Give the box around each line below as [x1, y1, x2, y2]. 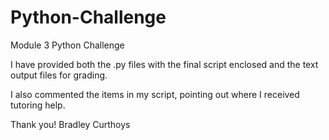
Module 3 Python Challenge [10, 39, 125, 51]
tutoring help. [10, 99, 66, 111]
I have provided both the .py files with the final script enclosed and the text [10, 58, 319, 70]
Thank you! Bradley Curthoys [10, 118, 131, 130]
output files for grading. [10, 69, 108, 81]
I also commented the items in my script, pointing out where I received [10, 88, 300, 100]
